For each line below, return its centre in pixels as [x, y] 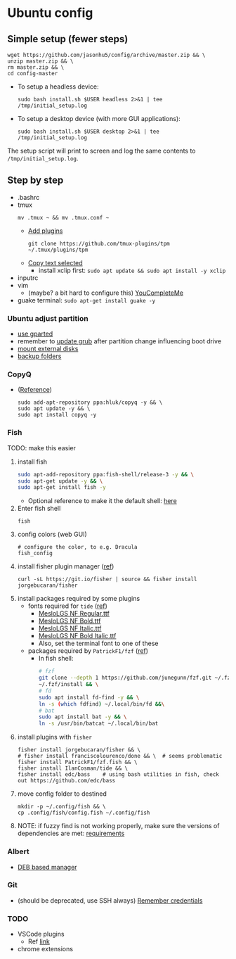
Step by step [35, 180]
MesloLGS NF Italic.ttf [70, 628]
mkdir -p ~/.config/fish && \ [62, 807]
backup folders [39, 356]
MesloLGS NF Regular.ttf [74, 614]
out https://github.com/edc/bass [66, 781]
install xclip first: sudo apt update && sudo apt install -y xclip [132, 270]
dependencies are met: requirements [71, 833]
